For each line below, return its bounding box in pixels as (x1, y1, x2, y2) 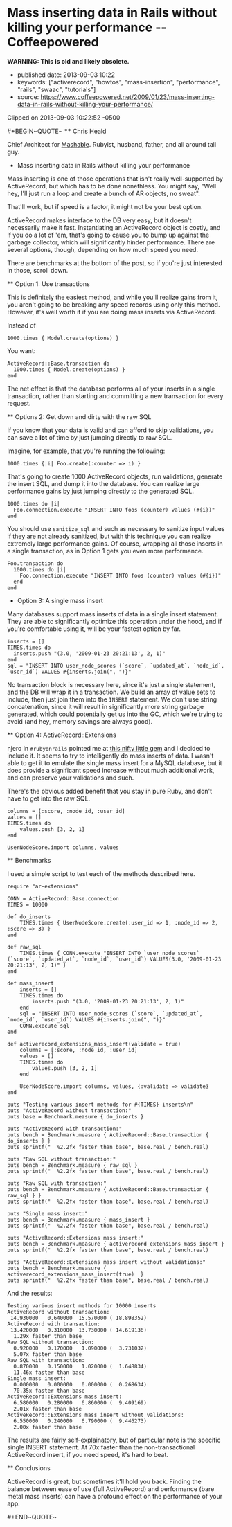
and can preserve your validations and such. (7, 774, 134, 782)
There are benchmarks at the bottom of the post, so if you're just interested (7, 258, 223, 267)
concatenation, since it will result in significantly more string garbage (7, 702, 204, 711)
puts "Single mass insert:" (7, 1210, 89, 1217)
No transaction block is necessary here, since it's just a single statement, (7, 680, 216, 688)
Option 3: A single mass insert (17, 596, 104, 605)
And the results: (7, 1289, 53, 1297)
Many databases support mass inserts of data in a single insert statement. (7, 609, 219, 618)
